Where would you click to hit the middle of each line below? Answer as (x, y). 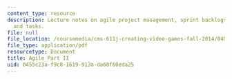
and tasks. (29, 26)
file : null (23, 33)
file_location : (29, 39)
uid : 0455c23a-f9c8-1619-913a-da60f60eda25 (71, 65)
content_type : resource (41, 13)
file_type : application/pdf (48, 45)
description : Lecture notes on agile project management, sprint (103, 20)
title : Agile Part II (38, 58)
